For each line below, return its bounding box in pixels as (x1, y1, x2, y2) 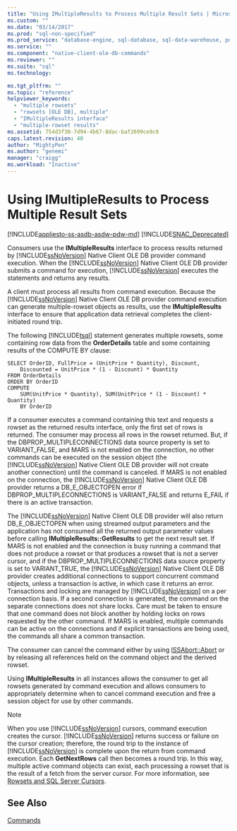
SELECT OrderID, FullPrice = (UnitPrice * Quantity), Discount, (7, 360, 200, 367)
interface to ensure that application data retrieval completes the (7, 310, 193, 318)
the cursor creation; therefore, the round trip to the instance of (7, 739, 189, 748)
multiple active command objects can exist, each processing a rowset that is (7, 761, 229, 770)
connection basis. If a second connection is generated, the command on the (7, 594, 229, 603)
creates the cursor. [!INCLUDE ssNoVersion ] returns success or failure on (7, 731, 219, 740)
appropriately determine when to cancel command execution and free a (7, 689, 216, 697)
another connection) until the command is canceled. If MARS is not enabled (7, 468, 227, 476)
